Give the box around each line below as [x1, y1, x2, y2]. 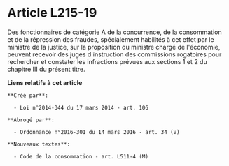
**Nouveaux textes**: [7, 141, 71, 148]
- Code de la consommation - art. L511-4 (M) [13, 153, 149, 160]
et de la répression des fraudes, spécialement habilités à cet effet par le [7, 35, 215, 43]
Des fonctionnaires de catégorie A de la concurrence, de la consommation [7, 28, 222, 36]
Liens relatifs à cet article [7, 78, 83, 86]
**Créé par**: [7, 92, 49, 99]
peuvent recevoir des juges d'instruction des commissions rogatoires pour [7, 50, 222, 59]
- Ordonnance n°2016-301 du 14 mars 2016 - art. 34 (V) [13, 128, 180, 135]
